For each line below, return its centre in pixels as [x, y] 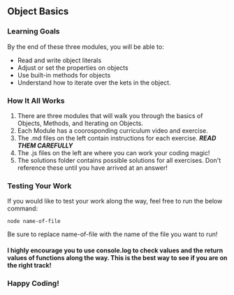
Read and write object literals [59, 60]
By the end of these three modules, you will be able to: [86, 46]
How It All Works [36, 101]
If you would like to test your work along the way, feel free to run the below [115, 201]
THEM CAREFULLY [45, 145]
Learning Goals [34, 31]
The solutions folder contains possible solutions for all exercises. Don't [119, 160]
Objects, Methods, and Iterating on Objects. [80, 123]
